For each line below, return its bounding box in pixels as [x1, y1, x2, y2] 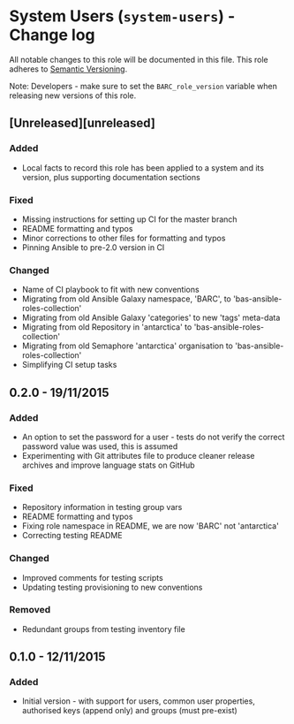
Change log [9, 25, 95, 45]
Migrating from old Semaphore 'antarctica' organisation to [21, 340, 234, 351]
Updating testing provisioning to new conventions [21, 582, 203, 592]
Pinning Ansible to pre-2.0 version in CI [21, 241, 165, 253]
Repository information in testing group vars [21, 502, 183, 513]
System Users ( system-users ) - [9, 6, 236, 27]
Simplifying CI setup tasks [21, 360, 117, 370]
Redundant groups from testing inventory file [21, 623, 185, 634]
